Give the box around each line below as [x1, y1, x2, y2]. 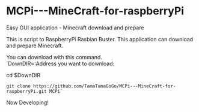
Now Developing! [6, 99, 49, 106]
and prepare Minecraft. [6, 42, 64, 49]
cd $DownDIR [6, 71, 41, 78]
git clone [6, 83, 31, 89]
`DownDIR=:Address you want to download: [6, 60, 115, 67]
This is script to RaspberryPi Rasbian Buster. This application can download [6, 35, 194, 43]
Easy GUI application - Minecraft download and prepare [6, 24, 144, 31]
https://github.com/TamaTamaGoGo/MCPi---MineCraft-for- [32, 83, 176, 89]
